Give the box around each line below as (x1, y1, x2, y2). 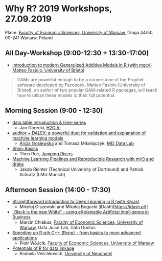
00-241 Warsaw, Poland (5, 35, 53, 41)
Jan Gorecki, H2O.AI (19, 124, 61, 130)
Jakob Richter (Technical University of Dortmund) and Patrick (19, 166, 144, 172)
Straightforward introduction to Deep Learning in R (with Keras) (12, 199, 140, 205)
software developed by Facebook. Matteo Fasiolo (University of (17, 82, 145, 88)
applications (12, 235, 37, 241)
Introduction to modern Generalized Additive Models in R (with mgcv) (12, 62, 152, 68)
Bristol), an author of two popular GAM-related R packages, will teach (17, 87, 158, 93)
